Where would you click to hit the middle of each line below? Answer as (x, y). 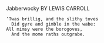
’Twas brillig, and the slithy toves (52, 19)
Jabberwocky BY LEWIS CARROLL (48, 8)
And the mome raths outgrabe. (48, 34)
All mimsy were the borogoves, (44, 29)
